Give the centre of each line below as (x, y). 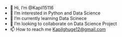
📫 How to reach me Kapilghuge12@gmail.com (58, 29)
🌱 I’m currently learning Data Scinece (48, 18)
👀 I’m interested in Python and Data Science (55, 13)
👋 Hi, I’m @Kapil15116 (32, 8)
